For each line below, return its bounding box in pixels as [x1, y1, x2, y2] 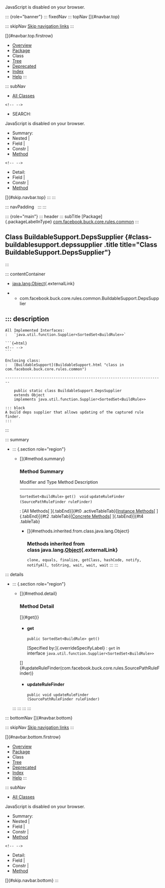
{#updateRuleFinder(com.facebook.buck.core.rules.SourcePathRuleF [19, 665, 160, 671]
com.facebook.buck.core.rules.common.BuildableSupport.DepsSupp [19, 295, 159, 301]
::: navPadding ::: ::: [5, 204, 47, 210]
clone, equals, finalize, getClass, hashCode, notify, [27, 558, 141, 563]
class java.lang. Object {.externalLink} [27, 546, 118, 553]
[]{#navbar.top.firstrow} [5, 33, 53, 38]
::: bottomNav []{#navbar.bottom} [5, 715, 73, 721]
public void [27, 692, 52, 697]
